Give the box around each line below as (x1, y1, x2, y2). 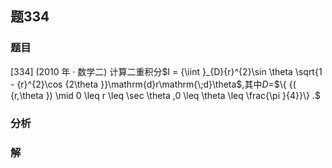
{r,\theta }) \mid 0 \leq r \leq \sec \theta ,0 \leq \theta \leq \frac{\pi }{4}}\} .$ (10, 89, 321, 101)
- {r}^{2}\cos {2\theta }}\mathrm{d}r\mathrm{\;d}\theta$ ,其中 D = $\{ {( (10, 78, 297, 90)
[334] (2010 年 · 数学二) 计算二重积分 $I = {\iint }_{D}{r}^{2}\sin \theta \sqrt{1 (10, 65, 323, 77)
